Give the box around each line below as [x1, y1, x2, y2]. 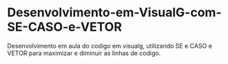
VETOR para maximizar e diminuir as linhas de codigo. [7, 49, 161, 57]
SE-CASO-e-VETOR [7, 19, 123, 35]
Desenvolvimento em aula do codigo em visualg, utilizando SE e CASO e [7, 42, 212, 50]
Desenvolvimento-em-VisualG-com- [7, 5, 222, 20]
